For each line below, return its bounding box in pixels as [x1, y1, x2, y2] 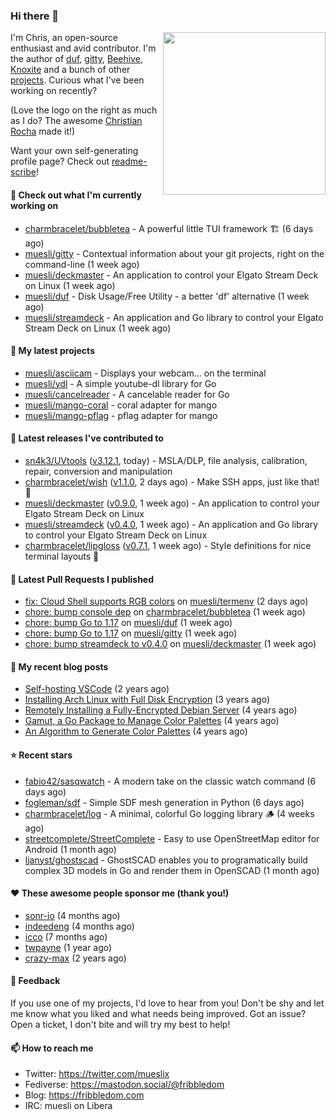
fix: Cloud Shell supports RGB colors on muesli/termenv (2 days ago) [24, 595, 309, 608]
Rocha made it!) [10, 125, 76, 138]
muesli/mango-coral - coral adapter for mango [24, 399, 218, 411]
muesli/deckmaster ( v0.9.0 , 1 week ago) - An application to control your [24, 497, 320, 509]
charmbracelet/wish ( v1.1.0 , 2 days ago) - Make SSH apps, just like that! [24, 475, 320, 488]
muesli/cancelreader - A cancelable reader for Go [24, 388, 230, 400]
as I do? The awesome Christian [10, 115, 143, 127]
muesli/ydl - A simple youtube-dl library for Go [24, 377, 217, 389]
